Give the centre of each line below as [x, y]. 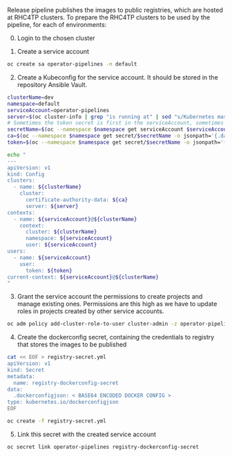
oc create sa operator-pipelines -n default [72, 64]
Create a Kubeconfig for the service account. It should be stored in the [118, 77]
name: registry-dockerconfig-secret [66, 383]
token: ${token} [49, 270]
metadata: [21, 376]
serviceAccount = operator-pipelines [58, 110]
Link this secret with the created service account [87, 434]
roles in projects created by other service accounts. [90, 311]
